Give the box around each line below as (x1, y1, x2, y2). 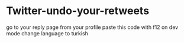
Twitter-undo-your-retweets (6, 4, 150, 18)
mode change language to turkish (6, 29, 89, 37)
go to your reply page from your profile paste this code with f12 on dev (6, 24, 179, 31)
